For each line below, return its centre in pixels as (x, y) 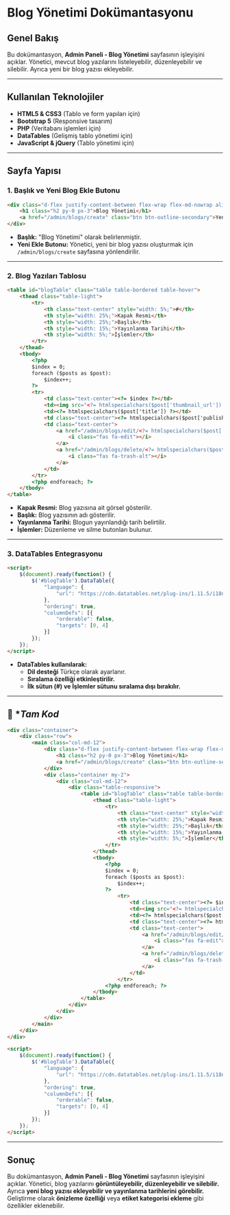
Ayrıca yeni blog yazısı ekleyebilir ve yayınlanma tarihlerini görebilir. (106, 1191)
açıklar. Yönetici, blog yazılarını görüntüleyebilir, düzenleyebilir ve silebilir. (113, 1184)
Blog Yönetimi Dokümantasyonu (100, 13)
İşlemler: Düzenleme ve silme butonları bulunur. (85, 530)
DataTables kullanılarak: (52, 664)
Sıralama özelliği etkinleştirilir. (71, 679)
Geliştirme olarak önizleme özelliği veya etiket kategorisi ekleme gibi (105, 1199)
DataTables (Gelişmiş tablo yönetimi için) (75, 135)
